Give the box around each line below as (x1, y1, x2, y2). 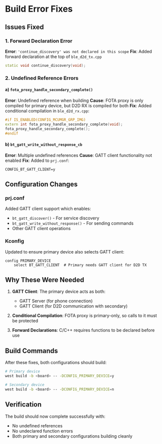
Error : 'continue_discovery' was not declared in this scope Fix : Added (5, 48, 152, 54)
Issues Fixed (5, 23, 44, 31)
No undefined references (12, 423, 63, 428)
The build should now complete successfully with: (5, 413, 106, 419)
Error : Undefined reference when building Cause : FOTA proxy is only (5, 97, 144, 103)
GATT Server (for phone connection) (19, 298, 93, 304)
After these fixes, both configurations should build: (5, 360, 107, 366)
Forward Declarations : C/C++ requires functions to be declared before (12, 328, 155, 333)
